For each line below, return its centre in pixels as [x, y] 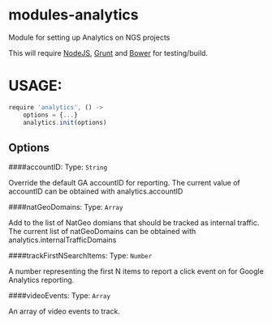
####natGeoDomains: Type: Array [66, 207]
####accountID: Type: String [58, 167]
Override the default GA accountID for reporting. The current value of [125, 183]
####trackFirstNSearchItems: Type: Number [80, 256]
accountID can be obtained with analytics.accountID [96, 191]
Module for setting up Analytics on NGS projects [89, 37]
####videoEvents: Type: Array [60, 296]
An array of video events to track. [64, 311]
